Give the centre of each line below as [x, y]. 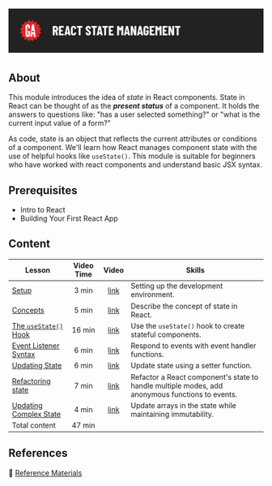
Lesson [38, 270]
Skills [195, 270]
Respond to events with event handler [193, 346]
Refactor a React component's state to [195, 376]
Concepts [28, 310]
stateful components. [166, 334]
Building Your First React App [69, 218]
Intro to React [43, 209]
